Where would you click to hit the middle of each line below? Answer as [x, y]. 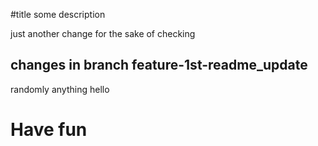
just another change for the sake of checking [103, 33]
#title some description [58, 14]
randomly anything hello [60, 89]
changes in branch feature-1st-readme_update [159, 65]
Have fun [49, 130]
